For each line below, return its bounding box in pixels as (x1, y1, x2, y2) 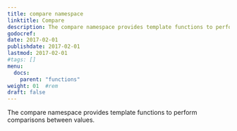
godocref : (7, 30, 37, 37)
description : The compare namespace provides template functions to (7, 23, 213, 30)
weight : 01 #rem (7, 82, 59, 89)
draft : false (7, 89, 46, 96)
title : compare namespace (7, 10, 83, 18)
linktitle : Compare (7, 17, 65, 24)
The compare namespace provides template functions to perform (7, 108, 197, 117)
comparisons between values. (7, 116, 95, 124)
